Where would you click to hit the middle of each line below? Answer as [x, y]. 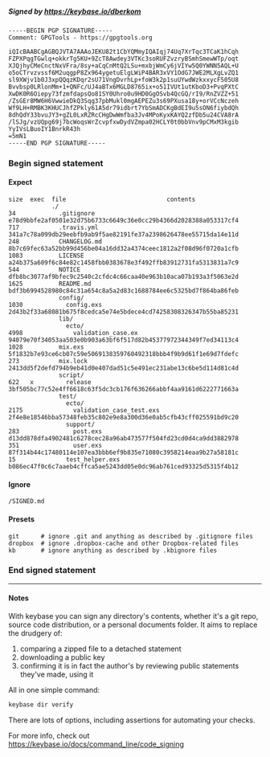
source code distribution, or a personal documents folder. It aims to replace [133, 624]
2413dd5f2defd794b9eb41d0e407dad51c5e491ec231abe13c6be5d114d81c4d [124, 368]
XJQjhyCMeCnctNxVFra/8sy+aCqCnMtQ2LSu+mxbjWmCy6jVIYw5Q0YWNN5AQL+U [124, 65]
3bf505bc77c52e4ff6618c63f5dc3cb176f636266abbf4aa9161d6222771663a [124, 390]
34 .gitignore [51, 214]
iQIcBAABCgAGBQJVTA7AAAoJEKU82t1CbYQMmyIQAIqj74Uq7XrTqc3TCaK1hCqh [124, 51]
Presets [21, 519]
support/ [80, 425]
